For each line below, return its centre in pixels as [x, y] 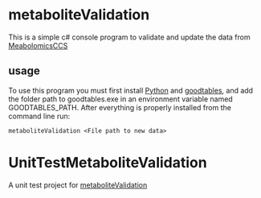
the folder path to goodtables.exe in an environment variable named [120, 99]
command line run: [39, 116]
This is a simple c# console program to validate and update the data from [129, 37]
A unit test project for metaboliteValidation [78, 185]
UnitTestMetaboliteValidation [108, 162]
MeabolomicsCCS [38, 45]
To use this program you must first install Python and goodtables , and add [131, 90]
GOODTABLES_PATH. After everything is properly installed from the [120, 107]
